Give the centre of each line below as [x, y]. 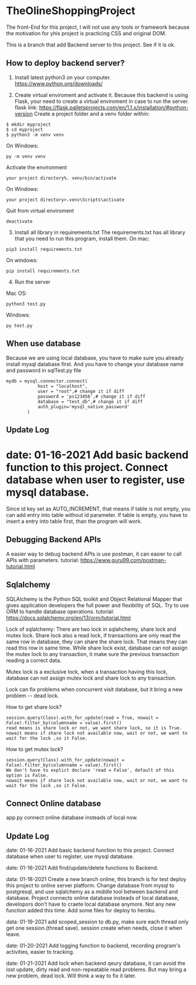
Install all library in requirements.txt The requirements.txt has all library [100, 232]
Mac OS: [17, 293]
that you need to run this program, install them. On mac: [82, 238]
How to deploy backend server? [65, 63]
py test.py [19, 325]
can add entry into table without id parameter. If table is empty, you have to [97, 515]
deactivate [19, 221]
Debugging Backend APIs [54, 539]
